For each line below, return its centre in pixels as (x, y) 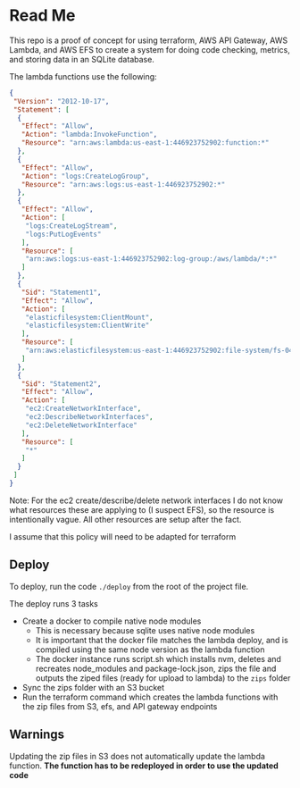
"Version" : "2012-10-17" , (61, 101)
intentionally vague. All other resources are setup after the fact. (125, 519)
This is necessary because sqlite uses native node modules (145, 630)
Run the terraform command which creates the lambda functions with (150, 697)
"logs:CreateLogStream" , (71, 226)
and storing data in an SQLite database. (82, 59)
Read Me (42, 16)
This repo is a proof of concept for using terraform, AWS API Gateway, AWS (149, 40)
